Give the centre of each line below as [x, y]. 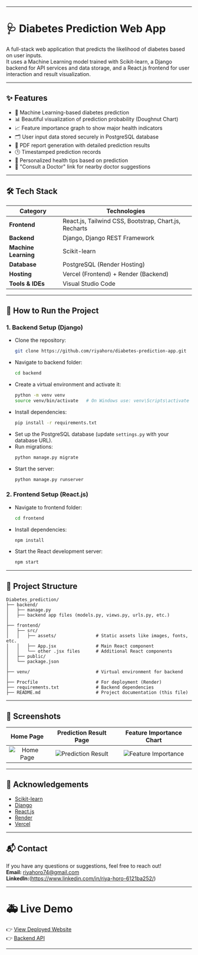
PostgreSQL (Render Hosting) [104, 264]
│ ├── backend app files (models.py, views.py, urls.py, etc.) [88, 615]
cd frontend [29, 518]
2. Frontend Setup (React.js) [47, 495]
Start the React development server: [59, 551]
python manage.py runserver [49, 479]
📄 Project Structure [42, 586]
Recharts [75, 228]
